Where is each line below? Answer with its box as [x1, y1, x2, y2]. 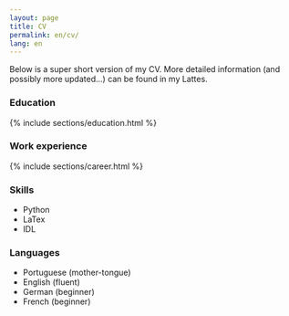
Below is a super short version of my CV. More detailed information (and [9, 64, 281, 75]
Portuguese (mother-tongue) [22, 267, 131, 279]
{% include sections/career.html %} [9, 161, 144, 172]
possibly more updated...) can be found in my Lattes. [9, 74, 208, 85]
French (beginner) [22, 296, 91, 307]
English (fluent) [22, 277, 80, 288]
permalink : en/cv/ [9, 30, 79, 39]
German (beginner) [22, 287, 96, 298]
